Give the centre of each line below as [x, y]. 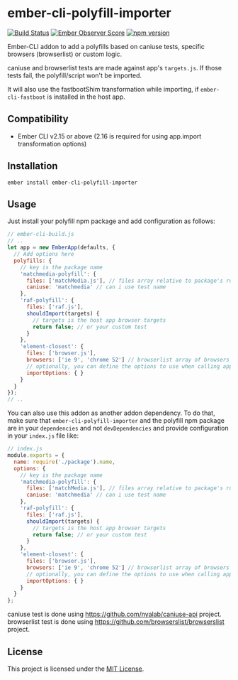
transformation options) [52, 144]
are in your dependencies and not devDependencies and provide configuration [118, 428]
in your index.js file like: [43, 436]
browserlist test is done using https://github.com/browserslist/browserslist [116, 622]
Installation [33, 166]
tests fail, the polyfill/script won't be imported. [75, 75]
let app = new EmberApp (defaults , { [61, 248]
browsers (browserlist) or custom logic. [65, 54]
